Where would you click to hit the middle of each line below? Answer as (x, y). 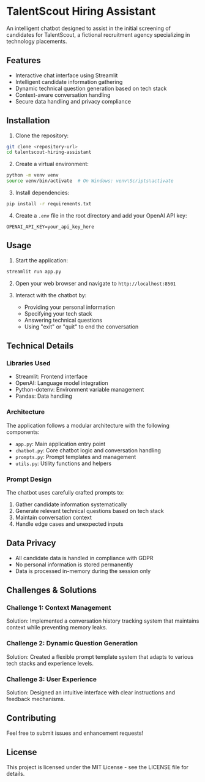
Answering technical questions (63, 320)
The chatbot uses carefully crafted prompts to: (65, 492)
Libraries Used (28, 363)
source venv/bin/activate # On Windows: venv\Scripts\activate (90, 181)
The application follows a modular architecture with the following (88, 425)
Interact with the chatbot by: (51, 295)
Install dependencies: (42, 193)
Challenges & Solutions (51, 590)
